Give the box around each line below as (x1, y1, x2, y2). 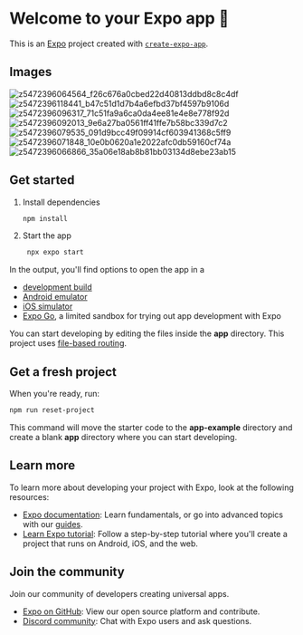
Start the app (22, 230, 72, 241)
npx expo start (26, 248, 84, 257)
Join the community (9, 564, 125, 580)
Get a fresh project (9, 364, 118, 380)
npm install (22, 214, 68, 223)
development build (22, 282, 92, 293)
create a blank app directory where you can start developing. (9, 432, 238, 442)
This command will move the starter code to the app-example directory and (9, 422, 293, 433)
